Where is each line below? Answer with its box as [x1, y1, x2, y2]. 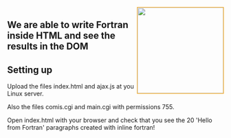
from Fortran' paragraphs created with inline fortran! [7, 124, 155, 132]
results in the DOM [7, 41, 89, 52]
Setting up [7, 64, 53, 76]
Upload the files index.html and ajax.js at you [7, 82, 134, 91]
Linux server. [7, 89, 44, 98]
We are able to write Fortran [7, 19, 129, 31]
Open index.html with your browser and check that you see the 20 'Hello [7, 116, 212, 124]
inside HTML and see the [7, 30, 115, 42]
